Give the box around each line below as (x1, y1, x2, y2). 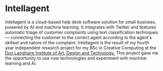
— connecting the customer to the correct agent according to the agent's (5, 35, 152, 40)
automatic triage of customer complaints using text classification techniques (5, 29, 158, 35)
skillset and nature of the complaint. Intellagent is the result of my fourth (5, 39, 149, 45)
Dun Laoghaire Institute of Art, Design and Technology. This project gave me (5, 50, 159, 56)
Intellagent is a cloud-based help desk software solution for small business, (5, 19, 157, 25)
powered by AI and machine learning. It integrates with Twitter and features (5, 24, 157, 30)
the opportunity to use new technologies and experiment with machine (5, 55, 147, 61)
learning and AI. (5, 60, 37, 66)
